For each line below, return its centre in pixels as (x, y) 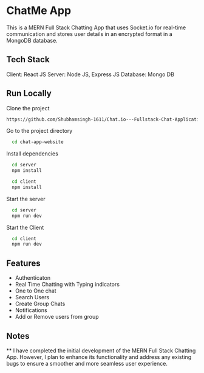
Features (23, 263)
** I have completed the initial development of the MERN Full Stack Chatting (101, 350)
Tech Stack (28, 59)
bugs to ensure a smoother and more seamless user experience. (87, 363)
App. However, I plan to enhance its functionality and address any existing (99, 357)
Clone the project (28, 108)
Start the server (26, 199)
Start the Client (25, 227)
